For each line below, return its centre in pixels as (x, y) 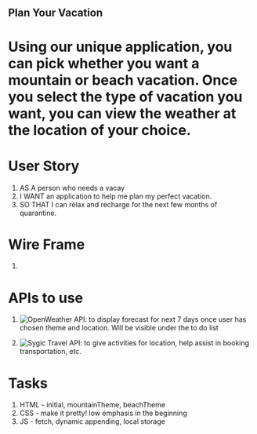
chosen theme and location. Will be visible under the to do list (119, 328)
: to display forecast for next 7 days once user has (166, 319)
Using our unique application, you (120, 47)
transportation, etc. (51, 352)
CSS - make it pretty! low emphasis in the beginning (103, 413)
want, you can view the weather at (122, 113)
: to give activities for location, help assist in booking (164, 343)
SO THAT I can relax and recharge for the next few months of (118, 204)
